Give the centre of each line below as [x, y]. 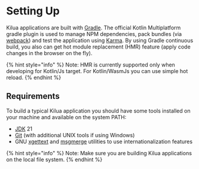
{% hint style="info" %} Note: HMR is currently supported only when [91, 65]
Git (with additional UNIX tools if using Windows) [75, 135]
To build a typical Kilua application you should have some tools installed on [98, 111]
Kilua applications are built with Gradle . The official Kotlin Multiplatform [94, 28]
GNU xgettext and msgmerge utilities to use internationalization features [104, 141]
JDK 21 [24, 129]
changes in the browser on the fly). [49, 53]
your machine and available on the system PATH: [66, 117]
